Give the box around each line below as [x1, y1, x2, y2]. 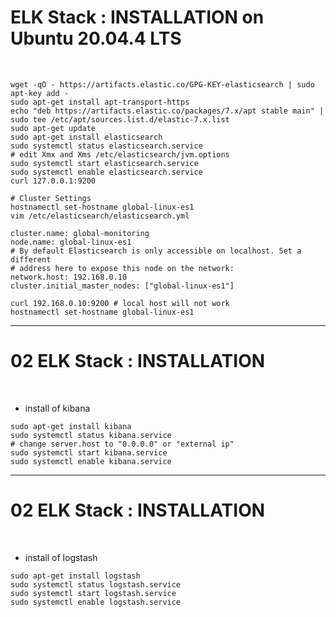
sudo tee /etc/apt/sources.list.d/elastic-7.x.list [10, 114, 230, 125]
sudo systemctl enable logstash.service [10, 597, 182, 607]
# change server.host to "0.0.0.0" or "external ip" [10, 439, 235, 449]
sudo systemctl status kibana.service [10, 430, 172, 440]
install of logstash [24, 551, 98, 563]
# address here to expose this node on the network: [10, 263, 235, 273]
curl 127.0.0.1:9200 [10, 176, 97, 186]
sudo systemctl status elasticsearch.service [10, 141, 203, 151]
